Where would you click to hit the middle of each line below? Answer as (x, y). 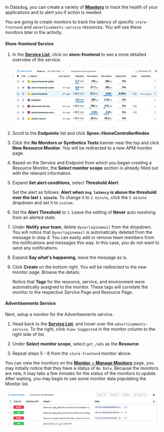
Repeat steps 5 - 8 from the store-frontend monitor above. (72, 353)
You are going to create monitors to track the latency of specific (69, 22)
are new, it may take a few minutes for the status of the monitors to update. (81, 373)
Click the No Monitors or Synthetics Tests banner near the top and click (86, 143)
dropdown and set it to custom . (43, 202)
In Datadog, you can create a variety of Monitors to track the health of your (82, 7)
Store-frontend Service (29, 43)
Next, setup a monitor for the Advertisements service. (59, 314)
